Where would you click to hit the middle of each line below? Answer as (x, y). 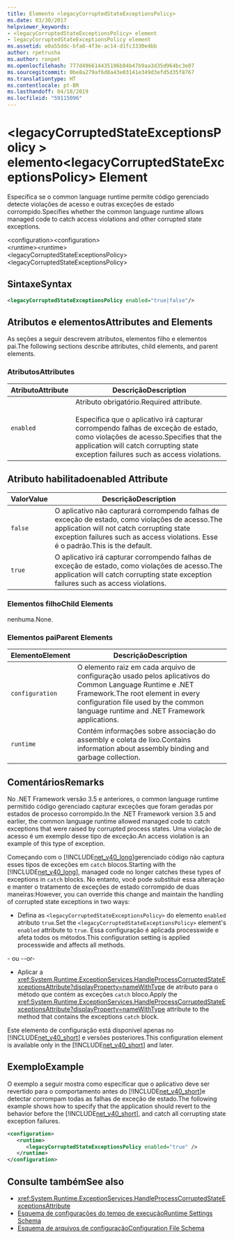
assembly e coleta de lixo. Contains (134, 740)
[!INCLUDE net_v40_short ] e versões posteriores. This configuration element (115, 1037)
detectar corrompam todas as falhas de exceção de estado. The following (112, 1098)
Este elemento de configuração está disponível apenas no (91, 1030)
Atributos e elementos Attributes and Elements (110, 322)
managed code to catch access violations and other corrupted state (104, 219)
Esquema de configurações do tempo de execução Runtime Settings (115, 1213)
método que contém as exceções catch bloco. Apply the (97, 994)
